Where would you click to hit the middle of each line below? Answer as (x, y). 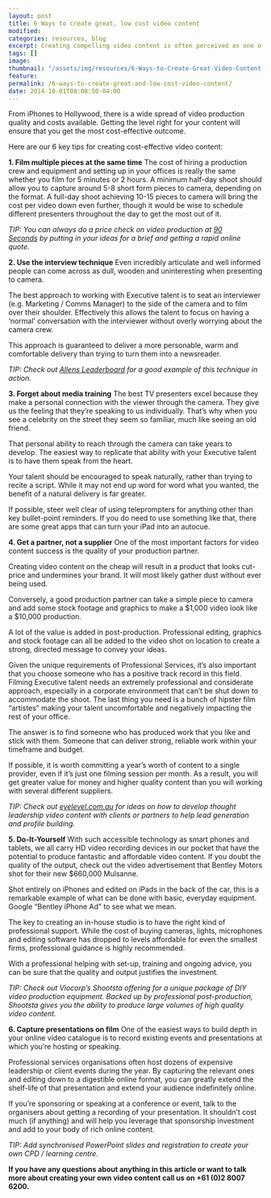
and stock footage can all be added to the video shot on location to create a (134, 641)
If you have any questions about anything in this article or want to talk (128, 1170)
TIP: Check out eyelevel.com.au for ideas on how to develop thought (122, 807)
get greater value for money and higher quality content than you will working (135, 782)
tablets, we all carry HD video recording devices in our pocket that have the (134, 848)
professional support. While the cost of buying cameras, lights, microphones (135, 931)
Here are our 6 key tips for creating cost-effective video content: (116, 147)
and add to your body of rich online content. (81, 1129)
